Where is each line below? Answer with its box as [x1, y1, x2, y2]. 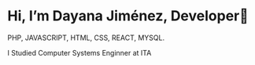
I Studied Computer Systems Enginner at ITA [7, 48, 152, 57]
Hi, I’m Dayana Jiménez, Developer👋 [7, 7, 249, 25]
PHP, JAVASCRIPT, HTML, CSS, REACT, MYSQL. [7, 33, 165, 42]
